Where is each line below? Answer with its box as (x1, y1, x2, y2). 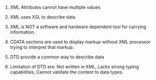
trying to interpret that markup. (10, 44, 74, 50)
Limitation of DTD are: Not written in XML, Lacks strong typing (10, 64, 139, 69)
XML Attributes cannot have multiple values (10, 5, 101, 10)
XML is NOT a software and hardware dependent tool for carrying (10, 24, 147, 30)
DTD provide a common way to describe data (10, 54, 104, 60)
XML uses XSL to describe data (10, 14, 75, 20)
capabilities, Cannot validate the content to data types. (10, 69, 124, 75)
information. (10, 29, 35, 35)
